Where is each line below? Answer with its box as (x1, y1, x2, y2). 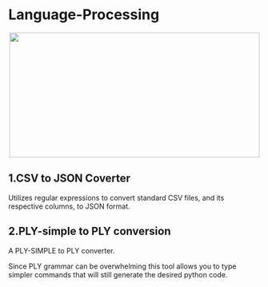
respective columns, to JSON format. (8, 201, 130, 211)
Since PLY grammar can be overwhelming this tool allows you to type (8, 261, 237, 271)
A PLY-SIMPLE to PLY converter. (8, 245, 115, 255)
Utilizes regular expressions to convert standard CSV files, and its (8, 193, 225, 202)
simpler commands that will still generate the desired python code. (8, 269, 228, 279)
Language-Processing (8, 6, 160, 24)
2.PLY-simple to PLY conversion (8, 225, 171, 238)
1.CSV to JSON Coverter (8, 172, 130, 185)
